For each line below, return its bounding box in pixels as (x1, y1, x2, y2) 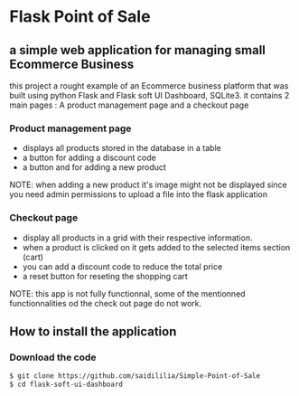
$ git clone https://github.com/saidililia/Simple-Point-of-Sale (9, 372, 260, 381)
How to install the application (9, 324, 177, 339)
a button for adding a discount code (22, 152, 156, 164)
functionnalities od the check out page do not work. (9, 297, 201, 308)
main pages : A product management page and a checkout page (9, 99, 249, 110)
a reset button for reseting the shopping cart (22, 270, 188, 281)
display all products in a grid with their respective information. (22, 232, 253, 243)
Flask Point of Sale (9, 6, 151, 27)
